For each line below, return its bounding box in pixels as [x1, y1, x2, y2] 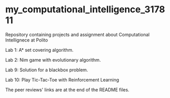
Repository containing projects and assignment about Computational [5, 31, 150, 37]
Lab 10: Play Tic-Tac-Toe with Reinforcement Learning [5, 76, 119, 83]
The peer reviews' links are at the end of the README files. [5, 86, 130, 93]
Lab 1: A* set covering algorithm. [5, 47, 74, 53]
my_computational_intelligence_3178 [5, 4, 165, 15]
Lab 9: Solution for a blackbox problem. [5, 67, 88, 73]
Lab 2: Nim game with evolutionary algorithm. [5, 56, 101, 63]
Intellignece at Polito [5, 37, 48, 43]
